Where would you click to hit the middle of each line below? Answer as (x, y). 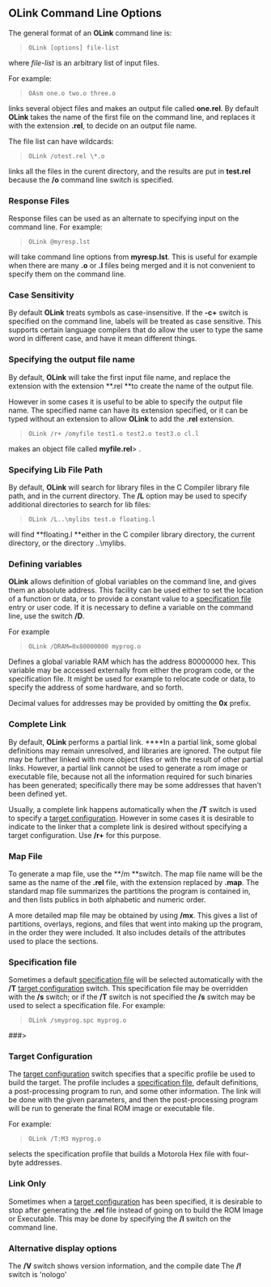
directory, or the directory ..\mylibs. (68, 543)
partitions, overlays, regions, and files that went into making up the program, (135, 924)
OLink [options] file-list (74, 48)
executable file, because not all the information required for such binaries (131, 776)
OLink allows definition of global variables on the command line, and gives (133, 582)
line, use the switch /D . (47, 616)
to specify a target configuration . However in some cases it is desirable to (131, 818)
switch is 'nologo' (38, 1275)
